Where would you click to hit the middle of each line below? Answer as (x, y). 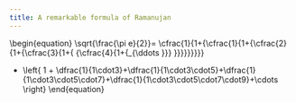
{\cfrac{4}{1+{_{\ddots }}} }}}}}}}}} (140, 52)
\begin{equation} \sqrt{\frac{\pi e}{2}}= (83, 43)
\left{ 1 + (38, 70)
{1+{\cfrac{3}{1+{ (42, 52)
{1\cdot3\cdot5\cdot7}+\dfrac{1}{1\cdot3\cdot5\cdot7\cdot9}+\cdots (150, 79)
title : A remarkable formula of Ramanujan (90, 17)
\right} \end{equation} (64, 89)
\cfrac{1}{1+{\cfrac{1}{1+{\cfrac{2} (222, 43)
